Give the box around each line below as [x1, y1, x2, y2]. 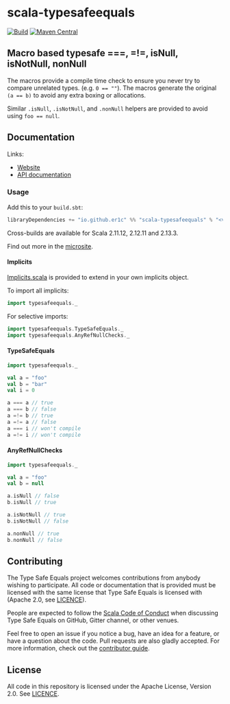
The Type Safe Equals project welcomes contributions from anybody [7, 574, 201, 582]
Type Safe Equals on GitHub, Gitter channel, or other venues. [7, 616, 179, 624]
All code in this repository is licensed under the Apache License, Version [7, 682, 212, 691]
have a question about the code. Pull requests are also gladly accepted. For [7, 637, 220, 645]
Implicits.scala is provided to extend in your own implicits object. [7, 273, 190, 281]
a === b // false [7, 406, 57, 413]
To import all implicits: [7, 286, 69, 295]
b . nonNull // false [7, 536, 63, 543]
